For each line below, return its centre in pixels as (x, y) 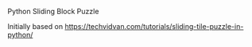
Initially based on (35, 26)
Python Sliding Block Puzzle (53, 11)
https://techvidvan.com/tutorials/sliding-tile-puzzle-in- (154, 26)
